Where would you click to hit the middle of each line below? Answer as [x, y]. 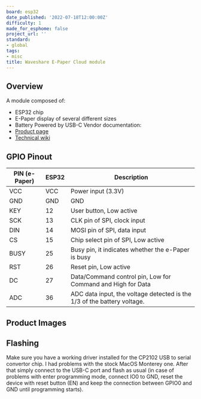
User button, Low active [104, 211]
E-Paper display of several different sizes [66, 119]
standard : [19, 40]
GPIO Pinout [29, 157]
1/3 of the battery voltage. [108, 302]
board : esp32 [22, 12]
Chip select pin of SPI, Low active [118, 240]
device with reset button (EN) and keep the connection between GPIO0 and [99, 383]
